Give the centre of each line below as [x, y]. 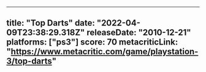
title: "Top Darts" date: [51, 23]
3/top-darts [29, 61]
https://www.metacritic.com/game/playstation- [105, 52]
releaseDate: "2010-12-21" [139, 33]
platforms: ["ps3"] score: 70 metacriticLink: [92, 42]
